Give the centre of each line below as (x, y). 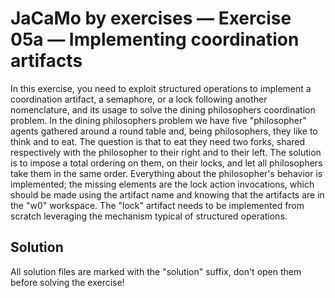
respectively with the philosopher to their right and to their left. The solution (166, 152)
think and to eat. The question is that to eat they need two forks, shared (158, 141)
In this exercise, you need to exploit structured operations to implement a (161, 88)
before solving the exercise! (67, 282)
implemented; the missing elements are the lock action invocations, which (162, 184)
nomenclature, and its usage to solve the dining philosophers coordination (163, 109)
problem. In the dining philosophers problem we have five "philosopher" (158, 120)
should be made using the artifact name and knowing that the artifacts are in (167, 194)
